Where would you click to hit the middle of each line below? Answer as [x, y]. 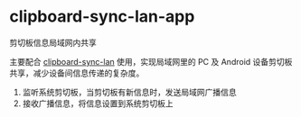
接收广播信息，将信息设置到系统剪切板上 [98, 103]
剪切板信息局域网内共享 [53, 42]
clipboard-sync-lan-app [102, 17]
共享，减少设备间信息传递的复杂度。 [77, 73]
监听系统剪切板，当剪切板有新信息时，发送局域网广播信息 [129, 92]
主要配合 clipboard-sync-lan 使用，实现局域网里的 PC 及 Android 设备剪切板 [151, 61]
